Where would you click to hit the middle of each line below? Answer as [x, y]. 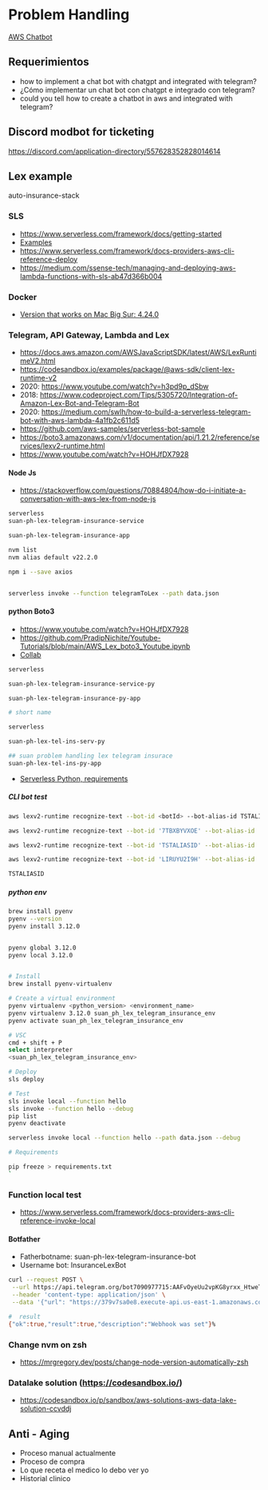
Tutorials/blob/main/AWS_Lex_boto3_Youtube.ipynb [105, 646]
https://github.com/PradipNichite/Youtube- [90, 637]
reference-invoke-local [57, 1220]
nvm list [23, 550]
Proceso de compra [52, 1462]
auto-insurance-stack [44, 196]
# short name [30, 713]
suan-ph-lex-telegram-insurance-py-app [75, 698]
